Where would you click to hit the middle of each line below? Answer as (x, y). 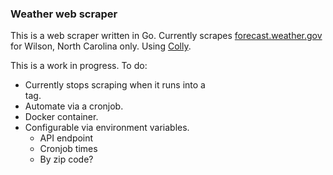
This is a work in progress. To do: (79, 66)
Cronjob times (68, 149)
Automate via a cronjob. (74, 106)
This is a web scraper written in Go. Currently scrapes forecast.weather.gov (166, 36)
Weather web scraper (64, 14)
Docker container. (61, 117)
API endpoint (66, 138)
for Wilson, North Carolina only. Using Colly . (101, 46)
